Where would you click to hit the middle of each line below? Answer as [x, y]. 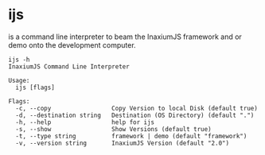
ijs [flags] [35, 87]
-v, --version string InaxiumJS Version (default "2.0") [122, 143]
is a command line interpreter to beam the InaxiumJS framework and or [125, 37]
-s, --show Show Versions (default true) [114, 129]
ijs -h [19, 60]
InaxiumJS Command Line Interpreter [69, 66]
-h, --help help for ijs [85, 122]
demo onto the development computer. [72, 45]
